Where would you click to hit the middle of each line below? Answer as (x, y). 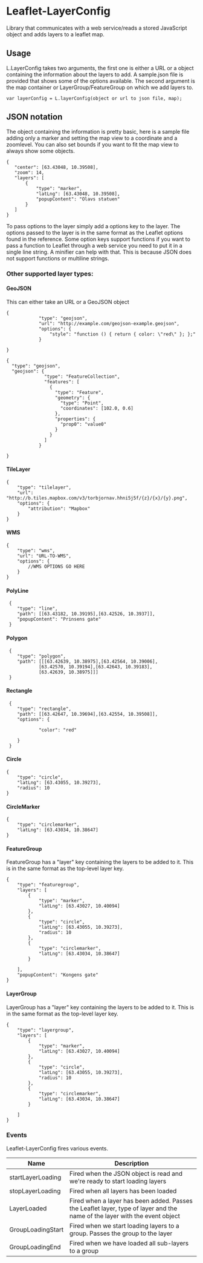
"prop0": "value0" (83, 424)
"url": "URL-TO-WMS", (44, 556)
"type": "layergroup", (46, 1030)
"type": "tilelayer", (44, 487)
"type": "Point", (82, 403)
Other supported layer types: (50, 274)
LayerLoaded (28, 1208)
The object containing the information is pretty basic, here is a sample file (98, 131)
